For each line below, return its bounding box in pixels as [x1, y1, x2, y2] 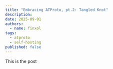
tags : [5, 30, 16, 35]
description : [5, 12, 32, 17]
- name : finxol [9, 26, 41, 31]
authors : [5, 21, 23, 26]
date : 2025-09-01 [5, 16, 41, 21]
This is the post [5, 58, 37, 64]
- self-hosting [9, 40, 41, 45]
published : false [5, 44, 41, 49]
